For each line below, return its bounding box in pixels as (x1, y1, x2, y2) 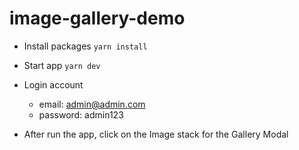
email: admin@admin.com (38, 98, 146, 110)
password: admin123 (38, 108, 124, 121)
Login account (23, 78, 84, 91)
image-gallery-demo (9, 7, 186, 30)
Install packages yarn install (23, 40, 148, 52)
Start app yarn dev (23, 59, 101, 71)
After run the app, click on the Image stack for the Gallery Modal (23, 128, 289, 140)
